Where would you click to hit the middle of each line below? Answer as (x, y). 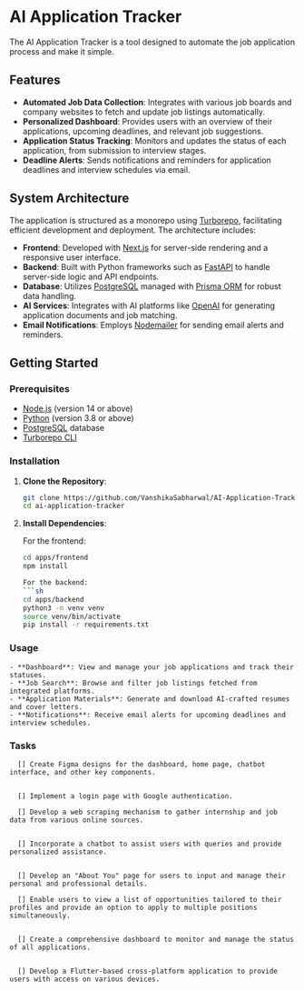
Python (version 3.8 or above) (78, 418)
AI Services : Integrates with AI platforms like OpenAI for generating (148, 305)
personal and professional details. (78, 884)
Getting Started (54, 362)
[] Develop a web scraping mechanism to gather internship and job (148, 812)
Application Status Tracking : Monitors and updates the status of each (154, 140)
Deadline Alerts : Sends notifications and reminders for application (147, 160)
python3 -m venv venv (64, 608)
